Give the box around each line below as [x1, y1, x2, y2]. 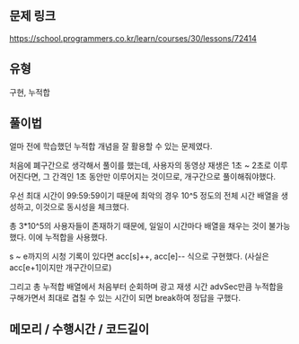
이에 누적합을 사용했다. [28, 232, 108, 243]
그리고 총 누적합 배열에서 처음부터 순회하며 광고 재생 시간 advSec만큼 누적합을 [9, 281, 285, 292]
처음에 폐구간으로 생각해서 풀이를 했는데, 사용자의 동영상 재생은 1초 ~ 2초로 [9, 160, 272, 171]
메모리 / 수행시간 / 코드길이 [9, 322, 150, 337]
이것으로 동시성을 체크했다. [35, 201, 130, 213]
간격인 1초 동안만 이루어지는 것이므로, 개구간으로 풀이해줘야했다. [52, 172, 277, 182]
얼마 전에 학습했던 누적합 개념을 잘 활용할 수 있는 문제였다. [9, 141, 213, 152]
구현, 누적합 [9, 86, 51, 97]
